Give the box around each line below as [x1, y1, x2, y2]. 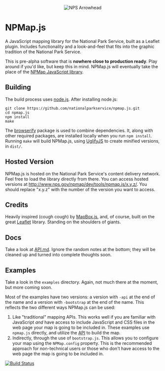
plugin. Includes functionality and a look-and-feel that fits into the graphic [5, 43, 155, 49]
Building [5, 83, 31, 91]
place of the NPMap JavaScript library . [5, 69, 84, 75]
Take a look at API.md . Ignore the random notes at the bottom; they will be [5, 247, 156, 252]
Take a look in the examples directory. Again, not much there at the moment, [5, 279, 159, 285]
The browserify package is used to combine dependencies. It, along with [5, 127, 153, 133]
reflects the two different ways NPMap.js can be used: [5, 304, 116, 310]
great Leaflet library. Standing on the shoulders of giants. [5, 219, 121, 225]
